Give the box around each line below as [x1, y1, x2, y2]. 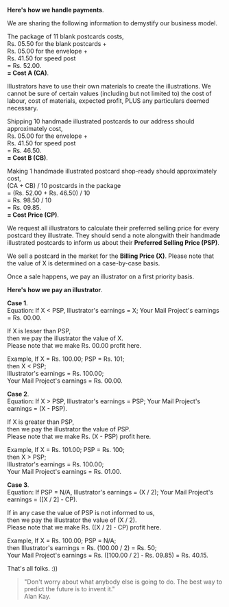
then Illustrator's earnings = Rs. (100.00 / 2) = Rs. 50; [7, 544, 157, 551]
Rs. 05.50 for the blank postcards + [7, 40, 108, 47]
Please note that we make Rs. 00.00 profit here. [7, 342, 142, 349]
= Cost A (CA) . [7, 69, 49, 77]
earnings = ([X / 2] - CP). [7, 495, 77, 503]
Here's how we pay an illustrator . [7, 286, 103, 294]
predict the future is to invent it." [23, 585, 115, 593]
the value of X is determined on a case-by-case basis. [7, 259, 160, 267]
